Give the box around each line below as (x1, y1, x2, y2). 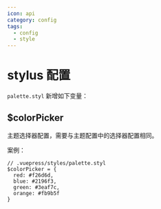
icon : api (7, 10, 36, 17)
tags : (7, 23, 23, 30)
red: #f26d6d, (13, 172, 54, 179)
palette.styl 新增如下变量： (7, 92, 88, 100)
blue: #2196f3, (13, 177, 57, 185)
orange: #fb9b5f (13, 190, 60, 197)
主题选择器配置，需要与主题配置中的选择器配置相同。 (7, 131, 158, 139)
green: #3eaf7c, (13, 183, 60, 190)
